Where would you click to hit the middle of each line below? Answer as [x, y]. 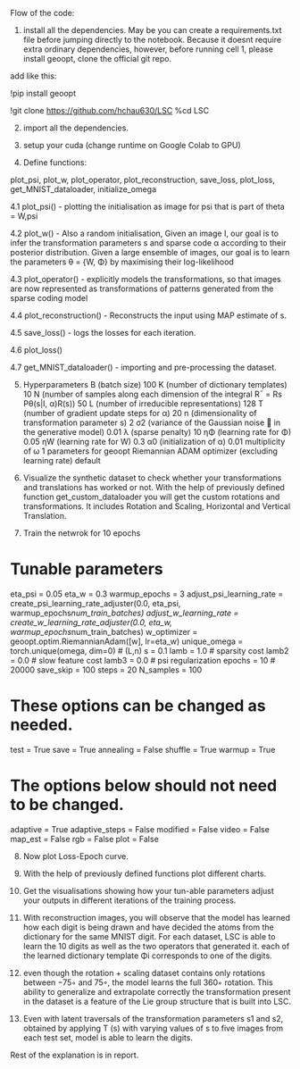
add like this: [33, 76]
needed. [42, 725]
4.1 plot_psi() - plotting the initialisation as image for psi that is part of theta [147, 206]
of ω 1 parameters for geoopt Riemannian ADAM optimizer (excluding [150, 451]
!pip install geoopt [43, 93]
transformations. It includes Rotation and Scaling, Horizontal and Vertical [157, 506]
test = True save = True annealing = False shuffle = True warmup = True [143, 749]
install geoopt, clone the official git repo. [97, 58]
